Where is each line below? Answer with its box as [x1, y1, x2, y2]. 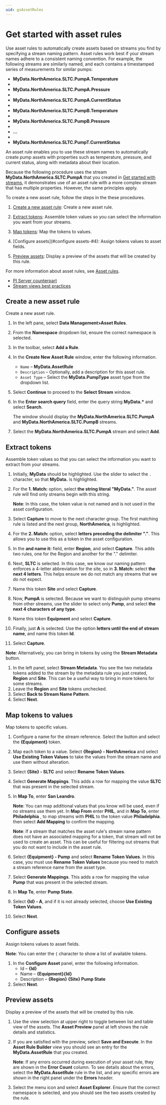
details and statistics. [12, 1029, 56, 1035]
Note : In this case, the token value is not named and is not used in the [12, 501, 155, 507]
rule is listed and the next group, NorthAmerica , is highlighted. [12, 521, 141, 527]
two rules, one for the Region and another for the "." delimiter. [12, 551, 138, 557]
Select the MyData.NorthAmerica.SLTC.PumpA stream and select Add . [12, 429, 160, 435]
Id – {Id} [20, 965, 37, 971]
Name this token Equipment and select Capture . [12, 616, 112, 622]
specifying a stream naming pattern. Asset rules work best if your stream [5, 50, 155, 56]
